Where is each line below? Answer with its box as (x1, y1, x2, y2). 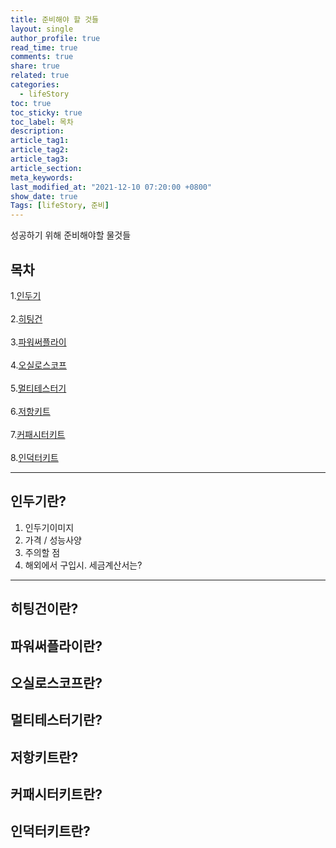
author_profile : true (10, 33, 101, 43)
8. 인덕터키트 (10, 451, 59, 463)
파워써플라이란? (10, 637, 103, 655)
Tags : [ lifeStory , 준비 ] (10, 201, 110, 211)
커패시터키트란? (10, 786, 103, 803)
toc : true (10, 98, 52, 108)
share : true (10, 61, 60, 71)
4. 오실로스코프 (10, 359, 67, 371)
